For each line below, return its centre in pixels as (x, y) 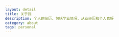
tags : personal (21, 27)
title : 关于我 (18, 14)
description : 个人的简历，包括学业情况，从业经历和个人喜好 (59, 18)
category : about (22, 23)
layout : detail (21, 9)
